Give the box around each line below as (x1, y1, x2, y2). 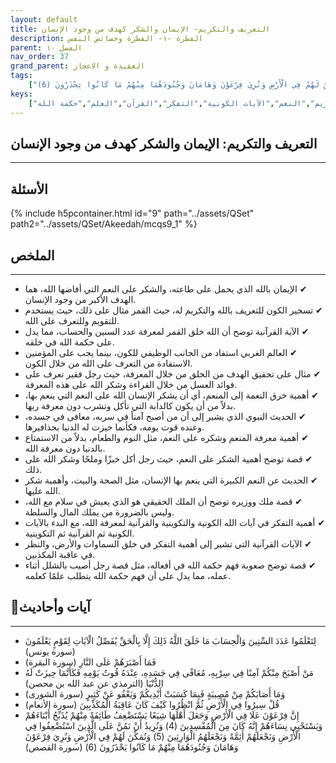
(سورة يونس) (24, 645, 76, 657)
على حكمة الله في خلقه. (24, 336, 115, 348)
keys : (10, 89, 33, 99)
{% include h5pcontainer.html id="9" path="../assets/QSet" (10, 207, 255, 220)
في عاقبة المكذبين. (24, 548, 96, 560)
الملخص (10, 247, 55, 264)
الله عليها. (24, 484, 62, 496)
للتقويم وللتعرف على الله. (24, 314, 120, 326)
